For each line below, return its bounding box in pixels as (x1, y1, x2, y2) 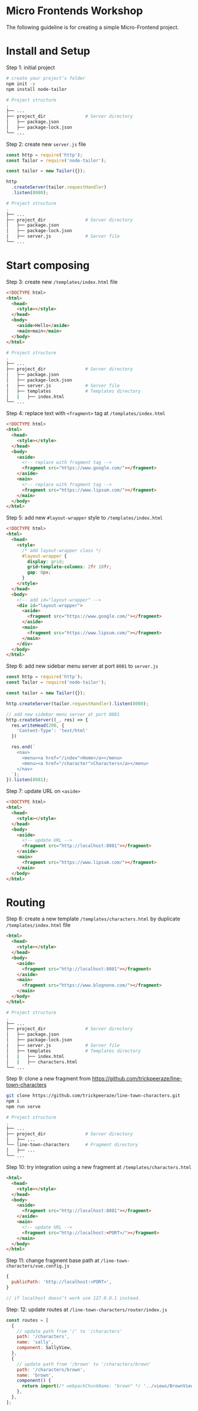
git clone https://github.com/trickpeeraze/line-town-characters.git (6, 1093, 181, 1099)
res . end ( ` (11, 744, 35, 750)
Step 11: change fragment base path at (6, 1257, 100, 1264)
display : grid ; (27, 558, 65, 564)
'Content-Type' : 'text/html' (16, 728, 88, 734)
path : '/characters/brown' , (16, 1367, 85, 1373)
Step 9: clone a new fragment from (6, 1075, 91, 1082)
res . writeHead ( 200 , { (11, 722, 65, 729)
